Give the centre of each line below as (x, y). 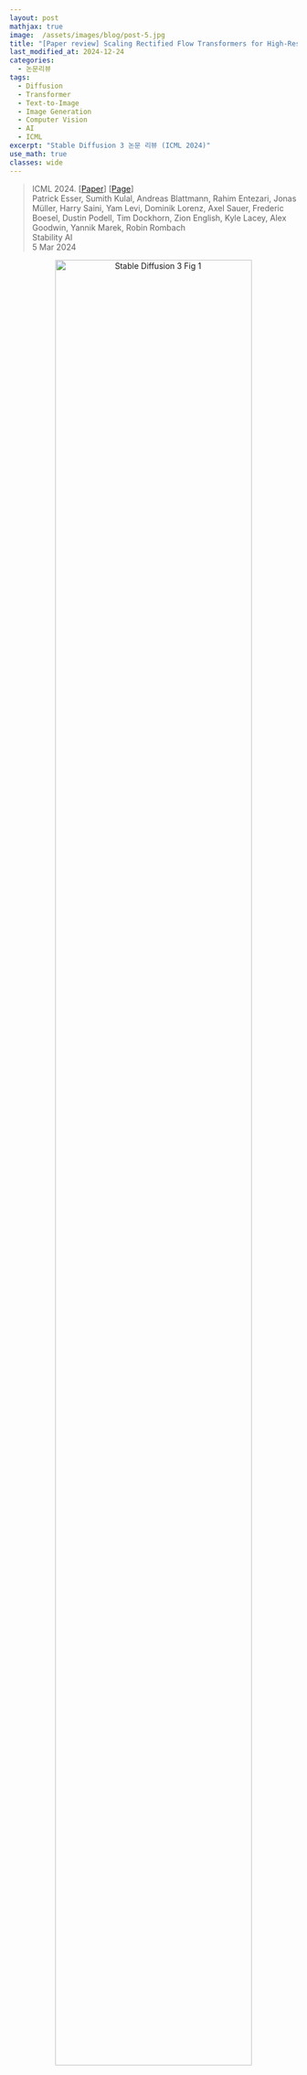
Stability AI (52, 237)
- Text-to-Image (48, 103)
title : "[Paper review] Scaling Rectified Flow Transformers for (136, 43)
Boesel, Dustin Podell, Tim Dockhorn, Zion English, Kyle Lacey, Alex (159, 218)
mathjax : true (37, 27)
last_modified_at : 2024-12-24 (67, 52)
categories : (32, 60)
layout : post (34, 18)
